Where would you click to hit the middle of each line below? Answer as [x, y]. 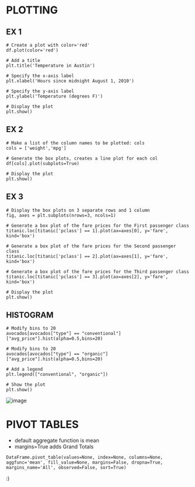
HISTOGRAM [30, 315]
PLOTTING [32, 10]
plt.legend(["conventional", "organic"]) [57, 375]
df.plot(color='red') [32, 50]
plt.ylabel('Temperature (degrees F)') [55, 96]
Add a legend [27, 369]
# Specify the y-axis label [40, 91]
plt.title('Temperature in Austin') [51, 65]
